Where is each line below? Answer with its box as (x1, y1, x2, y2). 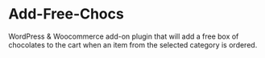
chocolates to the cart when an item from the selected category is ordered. (8, 39, 258, 49)
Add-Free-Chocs (8, 5, 125, 23)
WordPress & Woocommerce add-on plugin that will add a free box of (8, 31, 239, 41)
